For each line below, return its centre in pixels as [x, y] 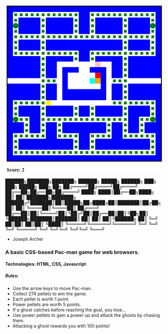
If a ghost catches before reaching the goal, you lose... [69, 310]
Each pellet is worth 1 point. [41, 299]
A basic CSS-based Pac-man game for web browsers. [72, 252]
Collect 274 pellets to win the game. [50, 294]
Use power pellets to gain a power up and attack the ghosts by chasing [86, 315]
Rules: [12, 275]
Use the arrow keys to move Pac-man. [52, 289]
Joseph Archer [28, 239]
